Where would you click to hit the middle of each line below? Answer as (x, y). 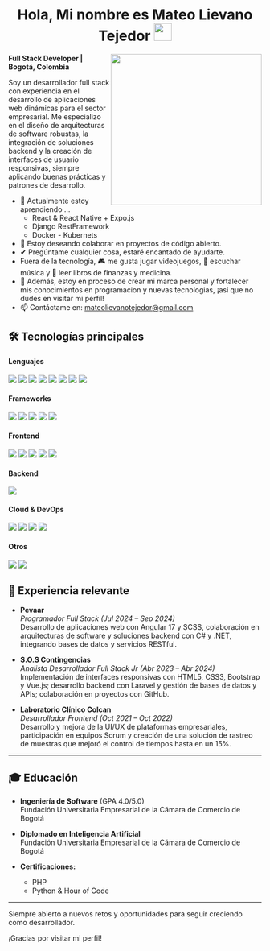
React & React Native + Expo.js (83, 217)
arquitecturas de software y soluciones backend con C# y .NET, (125, 636)
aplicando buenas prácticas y (57, 176)
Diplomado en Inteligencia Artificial (80, 834)
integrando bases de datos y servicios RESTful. (98, 644)
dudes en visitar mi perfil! (62, 298)
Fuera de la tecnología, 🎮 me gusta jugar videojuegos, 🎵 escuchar (130, 261)
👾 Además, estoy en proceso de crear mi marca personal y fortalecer (134, 281)
